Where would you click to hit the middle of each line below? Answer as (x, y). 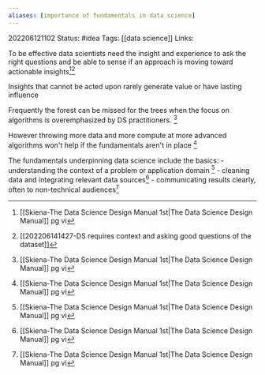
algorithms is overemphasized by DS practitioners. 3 (93, 119)
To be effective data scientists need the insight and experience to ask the (127, 53)
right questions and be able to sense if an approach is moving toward (121, 62)
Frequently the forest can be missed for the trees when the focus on (119, 111)
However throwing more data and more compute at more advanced (118, 135)
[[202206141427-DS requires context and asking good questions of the (136, 236)
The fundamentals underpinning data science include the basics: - (116, 160)
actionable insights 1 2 (42, 70)
